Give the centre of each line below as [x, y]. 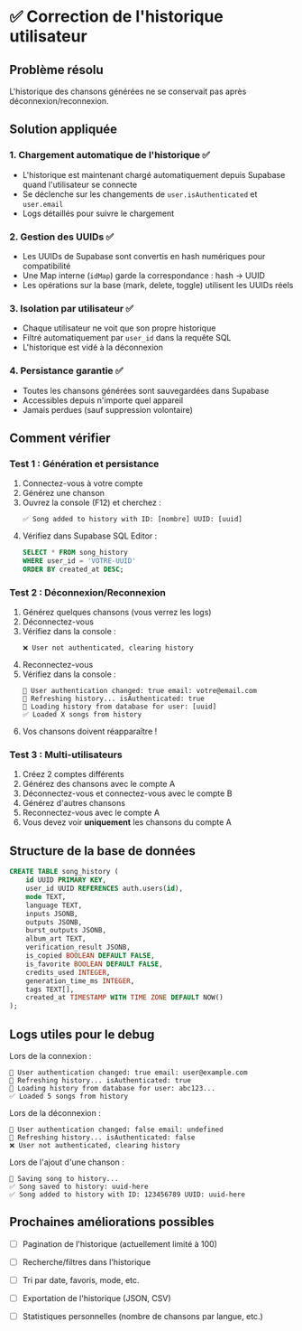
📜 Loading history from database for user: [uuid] [119, 707]
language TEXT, [54, 905]
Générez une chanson [64, 493]
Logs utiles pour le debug [82, 1034]
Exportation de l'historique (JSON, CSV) [96, 1298]
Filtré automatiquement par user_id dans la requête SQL [127, 338]
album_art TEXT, [56, 939]
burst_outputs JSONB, [66, 931]
